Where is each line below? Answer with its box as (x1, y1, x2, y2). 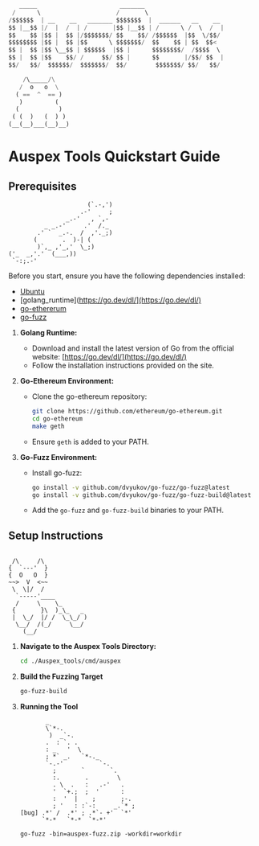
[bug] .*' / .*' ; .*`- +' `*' (19, 808, 132, 817)
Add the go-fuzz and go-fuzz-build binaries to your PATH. (31, 505, 225, 515)
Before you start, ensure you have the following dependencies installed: (8, 271, 246, 281)
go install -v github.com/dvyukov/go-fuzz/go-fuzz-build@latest (31, 491, 252, 499)
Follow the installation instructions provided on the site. (31, 360, 215, 370)
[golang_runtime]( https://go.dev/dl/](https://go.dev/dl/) (19, 295, 202, 305)
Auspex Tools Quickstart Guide (8, 147, 221, 166)
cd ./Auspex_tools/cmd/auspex (19, 657, 122, 665)
